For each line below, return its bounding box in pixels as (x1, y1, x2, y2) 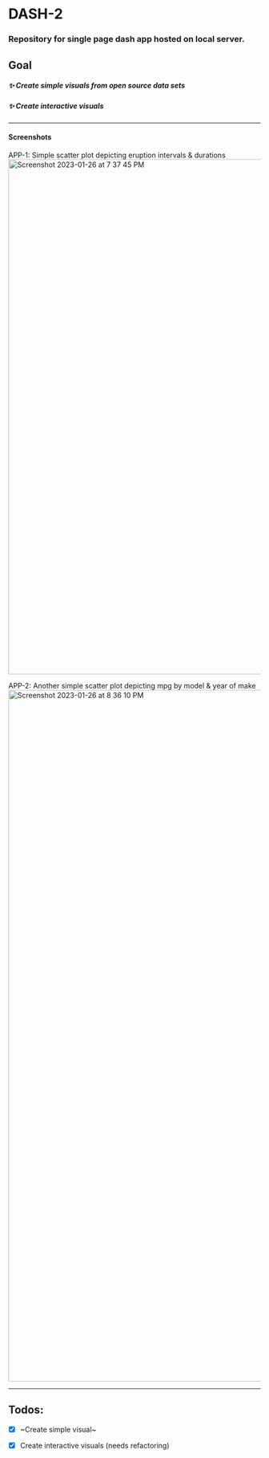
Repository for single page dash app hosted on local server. (8, 34, 246, 45)
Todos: (8, 1403, 44, 1417)
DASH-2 (8, 5, 63, 23)
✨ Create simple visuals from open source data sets (8, 81, 186, 91)
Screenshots (8, 132, 52, 142)
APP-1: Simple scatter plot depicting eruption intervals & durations (8, 150, 226, 160)
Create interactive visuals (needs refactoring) (19, 1440, 170, 1450)
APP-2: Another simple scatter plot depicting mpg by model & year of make (8, 681, 256, 691)
